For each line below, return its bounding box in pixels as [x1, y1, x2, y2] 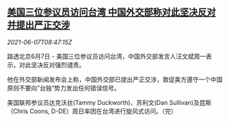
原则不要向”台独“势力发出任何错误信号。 [7, 84, 121, 92]
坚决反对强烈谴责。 [30, 60, 85, 69]
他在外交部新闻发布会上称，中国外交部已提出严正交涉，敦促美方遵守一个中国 [7, 75, 223, 84]
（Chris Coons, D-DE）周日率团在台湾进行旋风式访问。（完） [7, 107, 178, 115]
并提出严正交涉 [7, 19, 70, 31]
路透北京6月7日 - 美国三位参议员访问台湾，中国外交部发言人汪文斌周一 [7, 52, 206, 60]
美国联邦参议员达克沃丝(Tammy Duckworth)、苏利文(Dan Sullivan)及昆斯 [7, 98, 212, 106]
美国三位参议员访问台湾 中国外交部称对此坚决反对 [7, 6, 216, 19]
